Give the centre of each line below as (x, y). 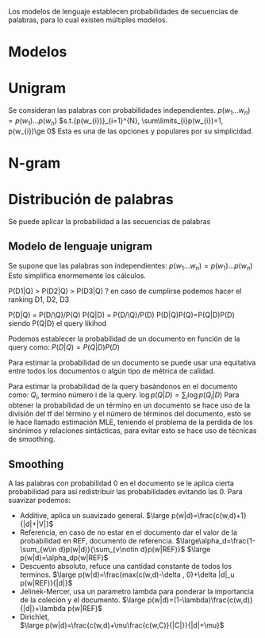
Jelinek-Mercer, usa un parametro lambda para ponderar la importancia (136, 592)
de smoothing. (32, 439)
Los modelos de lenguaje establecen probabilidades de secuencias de (123, 12)
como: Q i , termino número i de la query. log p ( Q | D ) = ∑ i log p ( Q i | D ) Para (124, 396)
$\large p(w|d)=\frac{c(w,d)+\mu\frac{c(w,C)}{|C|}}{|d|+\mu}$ (122, 625)
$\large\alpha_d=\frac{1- (215, 541)
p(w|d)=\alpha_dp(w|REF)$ (64, 558)
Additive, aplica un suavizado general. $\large (95, 516)
